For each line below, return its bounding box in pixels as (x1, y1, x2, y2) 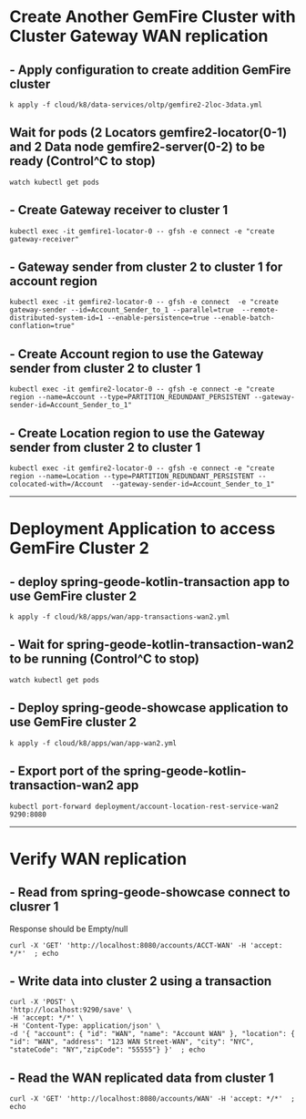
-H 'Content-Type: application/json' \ (9, 1021, 161, 1031)
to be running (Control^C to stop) (9, 652, 200, 667)
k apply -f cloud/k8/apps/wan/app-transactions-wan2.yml (9, 612, 230, 621)
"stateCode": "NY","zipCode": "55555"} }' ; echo (9, 1045, 206, 1054)
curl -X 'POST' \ (9, 998, 76, 1007)
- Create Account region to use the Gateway (9, 346, 264, 362)
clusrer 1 (9, 899, 59, 915)
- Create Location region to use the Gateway (9, 426, 266, 441)
